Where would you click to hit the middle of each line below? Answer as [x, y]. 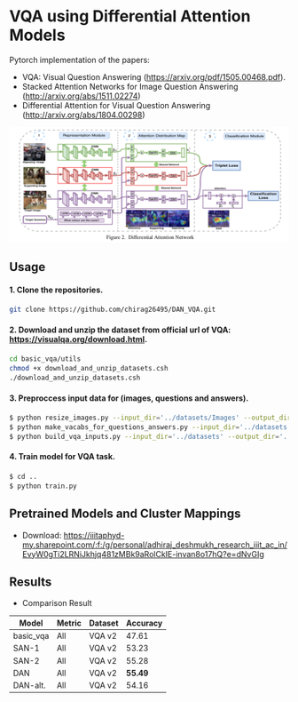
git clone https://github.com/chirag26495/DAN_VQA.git [113, 310]
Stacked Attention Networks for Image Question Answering [130, 86]
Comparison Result [57, 603]
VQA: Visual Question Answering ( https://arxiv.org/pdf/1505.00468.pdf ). [154, 76]
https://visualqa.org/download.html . [78, 339]
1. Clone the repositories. [56, 290]
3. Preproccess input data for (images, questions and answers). [129, 398]
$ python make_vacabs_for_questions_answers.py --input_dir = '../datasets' [150, 427]
